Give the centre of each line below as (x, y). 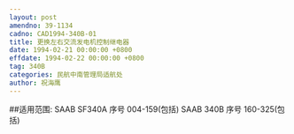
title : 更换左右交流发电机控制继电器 (70, 42)
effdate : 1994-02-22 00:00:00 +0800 (77, 58)
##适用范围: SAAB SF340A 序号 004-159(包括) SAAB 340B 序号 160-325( (143, 109)
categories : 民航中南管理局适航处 (66, 75)
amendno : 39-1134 (41, 26)
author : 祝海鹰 (35, 83)
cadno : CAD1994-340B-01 (53, 33)
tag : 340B (27, 67)
